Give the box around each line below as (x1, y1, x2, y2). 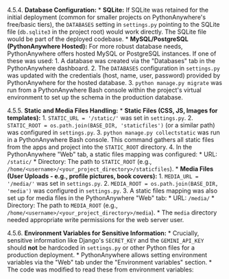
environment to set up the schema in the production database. (7, 93, 183, 101)
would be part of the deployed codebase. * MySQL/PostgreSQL (7, 35, 189, 43)
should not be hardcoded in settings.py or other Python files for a (7, 243, 195, 252)
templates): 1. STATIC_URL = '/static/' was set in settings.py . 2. (7, 114, 193, 122)
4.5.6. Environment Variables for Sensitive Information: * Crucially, (7, 229, 200, 237)
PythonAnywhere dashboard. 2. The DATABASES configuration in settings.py (7, 64, 221, 72)
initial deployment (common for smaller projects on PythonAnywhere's (7, 13, 206, 21)
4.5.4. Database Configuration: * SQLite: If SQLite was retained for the (7, 6, 209, 14)
